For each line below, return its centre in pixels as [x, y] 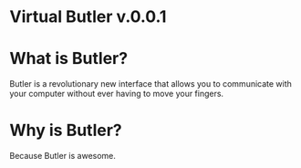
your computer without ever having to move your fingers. [117, 94]
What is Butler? [69, 59]
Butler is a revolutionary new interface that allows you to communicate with [150, 84]
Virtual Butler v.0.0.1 [88, 17]
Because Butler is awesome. [63, 156]
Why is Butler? [66, 131]
